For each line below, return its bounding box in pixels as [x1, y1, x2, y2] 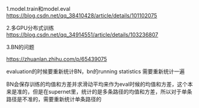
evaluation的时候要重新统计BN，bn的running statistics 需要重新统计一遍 [6, 68, 185, 75]
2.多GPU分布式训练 [6, 25, 54, 31]
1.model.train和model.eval [6, 5, 71, 12]
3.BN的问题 [6, 44, 35, 50]
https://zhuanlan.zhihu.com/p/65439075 [6, 56, 107, 62]
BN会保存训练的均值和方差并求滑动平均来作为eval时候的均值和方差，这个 [6, 80, 188, 88]
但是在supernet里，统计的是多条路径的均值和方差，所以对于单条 [32, 88, 192, 95]
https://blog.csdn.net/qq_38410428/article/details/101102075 [6, 12, 157, 19]
